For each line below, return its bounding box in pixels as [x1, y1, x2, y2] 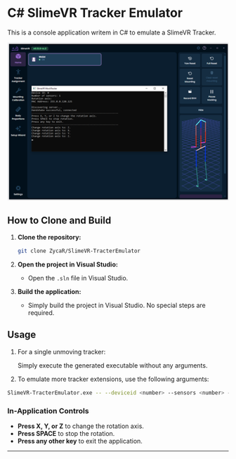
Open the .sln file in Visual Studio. [27, 273, 129, 282]
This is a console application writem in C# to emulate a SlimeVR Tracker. [7, 28, 216, 37]
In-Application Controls [7, 406, 89, 415]
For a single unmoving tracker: [17, 347, 106, 356]
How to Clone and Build [7, 214, 112, 226]
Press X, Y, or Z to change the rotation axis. [17, 422, 144, 430]
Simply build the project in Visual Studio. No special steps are [27, 301, 206, 309]
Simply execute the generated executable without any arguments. [17, 361, 208, 370]
